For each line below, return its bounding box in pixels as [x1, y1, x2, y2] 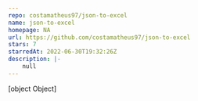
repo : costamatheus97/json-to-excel [8, 11, 128, 20]
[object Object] [8, 84, 57, 93]
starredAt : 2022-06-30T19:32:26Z [8, 48, 117, 56]
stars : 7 [8, 41, 37, 49]
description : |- [8, 56, 61, 63]
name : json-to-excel [8, 19, 76, 27]
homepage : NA [8, 26, 51, 34]
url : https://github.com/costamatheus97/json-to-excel [8, 33, 191, 41]
